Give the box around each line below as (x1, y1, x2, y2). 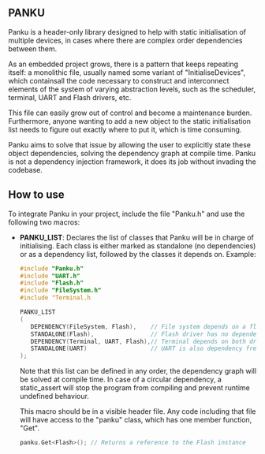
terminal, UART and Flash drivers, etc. (8, 92, 132, 102)
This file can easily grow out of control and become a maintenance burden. (8, 108, 252, 117)
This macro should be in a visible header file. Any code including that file (19, 407, 256, 416)
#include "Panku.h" (19, 264, 84, 273)
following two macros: (8, 217, 80, 227)
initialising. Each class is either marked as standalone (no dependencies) (19, 240, 256, 251)
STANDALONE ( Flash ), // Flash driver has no (30, 330, 229, 338)
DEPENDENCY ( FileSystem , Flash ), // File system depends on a (30, 322, 247, 330)
